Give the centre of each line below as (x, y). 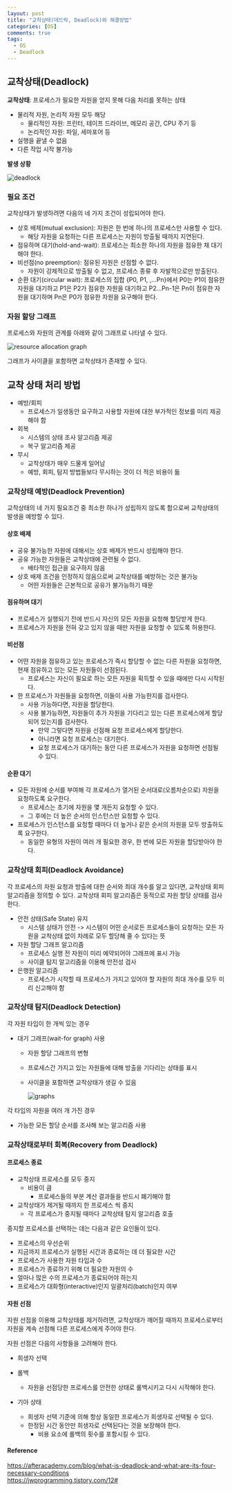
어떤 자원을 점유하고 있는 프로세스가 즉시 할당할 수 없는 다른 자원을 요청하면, (119, 661)
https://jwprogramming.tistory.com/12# (63, 1481)
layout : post (26, 13)
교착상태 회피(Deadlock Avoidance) (66, 870)
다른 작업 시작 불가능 (45, 149)
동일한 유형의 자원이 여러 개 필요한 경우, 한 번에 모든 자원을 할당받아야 (121, 842)
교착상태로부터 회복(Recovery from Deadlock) (82, 1145)
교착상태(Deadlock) (48, 82)
